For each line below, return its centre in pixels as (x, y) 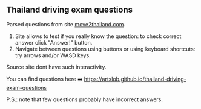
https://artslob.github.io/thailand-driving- (135, 79)
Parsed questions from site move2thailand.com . (66, 24)
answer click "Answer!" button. (54, 42)
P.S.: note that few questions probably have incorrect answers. (85, 99)
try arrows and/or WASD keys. (53, 55)
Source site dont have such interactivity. (57, 67)
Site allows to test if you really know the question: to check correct (98, 36)
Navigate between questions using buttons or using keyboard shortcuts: (105, 49)
